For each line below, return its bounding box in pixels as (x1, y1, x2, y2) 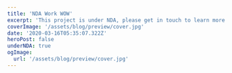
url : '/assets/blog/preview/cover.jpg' (13, 56, 129, 63)
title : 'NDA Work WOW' (7, 10, 73, 17)
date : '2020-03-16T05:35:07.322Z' (7, 29, 108, 37)
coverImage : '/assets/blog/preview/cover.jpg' (7, 23, 144, 30)
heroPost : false (7, 36, 54, 43)
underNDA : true (7, 42, 51, 49)
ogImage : (7, 49, 33, 56)
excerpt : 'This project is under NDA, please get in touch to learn (7, 17, 210, 24)
